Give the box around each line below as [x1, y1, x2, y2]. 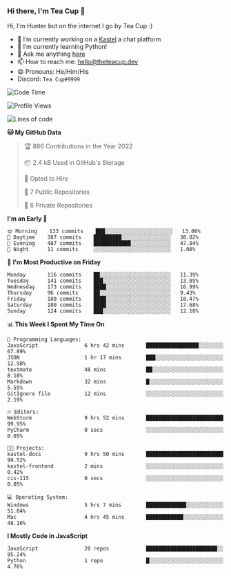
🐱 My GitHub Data [7, 128, 62, 137]
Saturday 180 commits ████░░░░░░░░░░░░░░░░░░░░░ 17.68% [7, 301, 199, 309]
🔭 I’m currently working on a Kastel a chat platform [17, 35, 161, 43]
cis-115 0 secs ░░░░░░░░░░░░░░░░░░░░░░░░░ [7, 475, 224, 482]
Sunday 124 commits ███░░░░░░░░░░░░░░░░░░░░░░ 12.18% [7, 308, 199, 315]
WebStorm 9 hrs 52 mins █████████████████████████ [7, 415, 224, 421]
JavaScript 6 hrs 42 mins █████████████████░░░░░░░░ [7, 342, 224, 349]
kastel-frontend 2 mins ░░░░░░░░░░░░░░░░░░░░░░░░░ [7, 463, 224, 470]
